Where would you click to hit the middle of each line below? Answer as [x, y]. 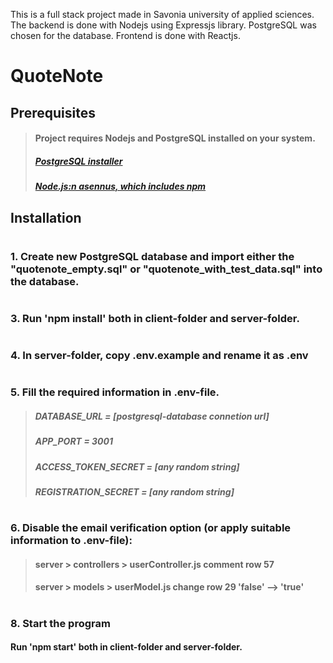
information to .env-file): [71, 541]
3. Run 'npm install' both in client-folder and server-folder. [155, 318]
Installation [46, 217]
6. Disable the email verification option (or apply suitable [151, 528]
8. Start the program [60, 623]
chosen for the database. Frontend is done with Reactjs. [125, 35]
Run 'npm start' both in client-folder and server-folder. [126, 647]
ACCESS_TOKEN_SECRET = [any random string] [137, 466]
